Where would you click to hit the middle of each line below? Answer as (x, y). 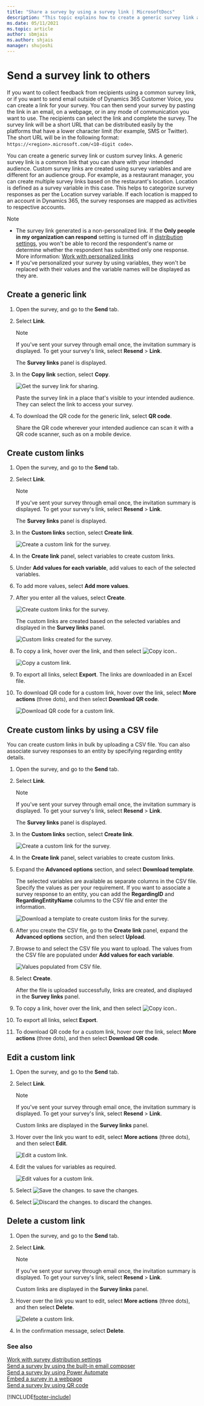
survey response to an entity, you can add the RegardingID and (95, 894)
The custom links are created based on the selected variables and (98, 621)
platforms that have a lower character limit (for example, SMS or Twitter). (98, 131)
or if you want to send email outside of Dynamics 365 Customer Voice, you (100, 99)
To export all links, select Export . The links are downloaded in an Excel (104, 675)
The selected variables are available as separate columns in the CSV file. (106, 881)
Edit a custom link (41, 1057)
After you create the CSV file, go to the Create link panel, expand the (102, 931)
